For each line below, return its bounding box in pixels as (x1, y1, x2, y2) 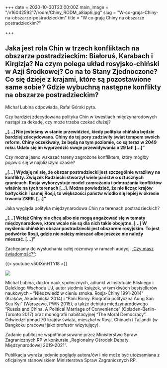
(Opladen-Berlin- (121, 306, 157, 312)
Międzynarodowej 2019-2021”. (5, 342, 68, 348)
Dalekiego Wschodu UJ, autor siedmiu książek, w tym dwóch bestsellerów (5, 285, 158, 291)
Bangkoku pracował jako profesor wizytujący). (5, 322, 100, 328)
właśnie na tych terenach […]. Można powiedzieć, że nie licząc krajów (5, 185, 153, 191)
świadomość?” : (5, 251, 36, 257)
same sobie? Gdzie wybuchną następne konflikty (5, 83, 162, 92)
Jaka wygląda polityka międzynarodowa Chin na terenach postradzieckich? (5, 205, 160, 211)
